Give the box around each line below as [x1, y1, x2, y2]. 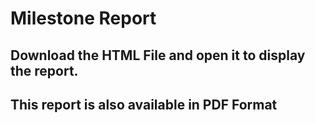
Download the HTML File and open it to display [10, 47, 306, 64]
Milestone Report [10, 7, 157, 30]
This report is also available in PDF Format [10, 96, 278, 113]
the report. [10, 62, 79, 79]
